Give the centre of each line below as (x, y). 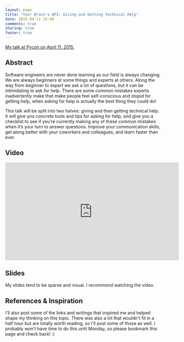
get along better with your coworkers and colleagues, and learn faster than (82, 132)
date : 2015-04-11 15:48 (30, 19)
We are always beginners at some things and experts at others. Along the (80, 80)
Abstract (19, 63)
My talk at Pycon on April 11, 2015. (40, 47)
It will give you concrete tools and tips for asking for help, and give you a (79, 116)
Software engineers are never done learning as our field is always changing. (83, 75)
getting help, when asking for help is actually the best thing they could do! (81, 101)
